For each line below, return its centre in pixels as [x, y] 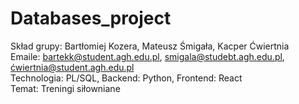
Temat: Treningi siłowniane [65, 88]
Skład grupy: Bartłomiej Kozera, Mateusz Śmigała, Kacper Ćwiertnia [150, 46]
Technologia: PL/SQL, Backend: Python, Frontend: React [126, 78]
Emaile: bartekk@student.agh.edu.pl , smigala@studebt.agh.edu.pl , [147, 56]
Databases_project [91, 18]
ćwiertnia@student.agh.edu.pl [72, 67]
